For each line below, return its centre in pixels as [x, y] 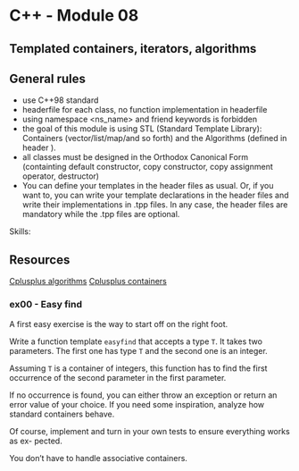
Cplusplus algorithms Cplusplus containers [88, 282]
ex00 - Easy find [46, 305]
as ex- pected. [36, 441]
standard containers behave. [62, 414]
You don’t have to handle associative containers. [98, 458]
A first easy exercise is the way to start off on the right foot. [119, 324]
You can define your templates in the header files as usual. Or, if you [148, 186]
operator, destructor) [61, 176]
